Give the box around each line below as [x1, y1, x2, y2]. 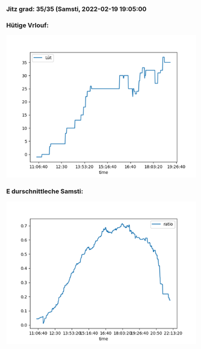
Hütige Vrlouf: [6, 21, 49, 29]
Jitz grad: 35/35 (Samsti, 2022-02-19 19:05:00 [6, 5, 147, 13]
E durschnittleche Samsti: [6, 187, 84, 196]
